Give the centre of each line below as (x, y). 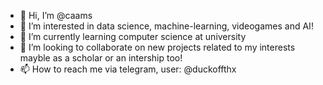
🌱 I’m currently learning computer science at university (133, 36)
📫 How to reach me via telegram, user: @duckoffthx (128, 69)
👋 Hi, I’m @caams (56, 15)
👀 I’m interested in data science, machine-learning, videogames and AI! (166, 26)
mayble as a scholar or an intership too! (101, 58)
